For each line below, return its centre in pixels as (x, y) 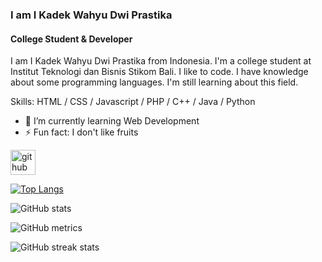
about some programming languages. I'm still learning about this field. (154, 82)
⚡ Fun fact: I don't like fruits (81, 132)
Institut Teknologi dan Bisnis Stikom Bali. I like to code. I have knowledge (159, 72)
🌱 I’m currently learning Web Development (112, 121)
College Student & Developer (71, 39)
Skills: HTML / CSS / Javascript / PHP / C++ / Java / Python (133, 102)
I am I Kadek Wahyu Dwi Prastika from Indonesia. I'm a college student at (161, 61)
